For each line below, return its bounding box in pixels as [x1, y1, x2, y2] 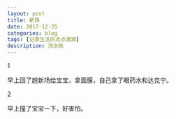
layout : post [7, 10, 45, 17]
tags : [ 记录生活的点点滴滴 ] [7, 36, 80, 43]
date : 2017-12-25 [7, 23, 58, 30]
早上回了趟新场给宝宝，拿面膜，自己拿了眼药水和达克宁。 [7, 76, 173, 84]
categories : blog [7, 29, 58, 37]
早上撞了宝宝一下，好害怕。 [7, 104, 87, 112]
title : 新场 [7, 17, 40, 24]
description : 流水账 [7, 42, 64, 49]
